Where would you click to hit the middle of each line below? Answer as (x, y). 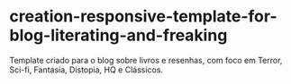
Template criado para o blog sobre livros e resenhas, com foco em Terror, (146, 60)
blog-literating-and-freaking (118, 35)
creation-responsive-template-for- (143, 17)
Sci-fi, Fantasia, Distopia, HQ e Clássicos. (86, 70)
